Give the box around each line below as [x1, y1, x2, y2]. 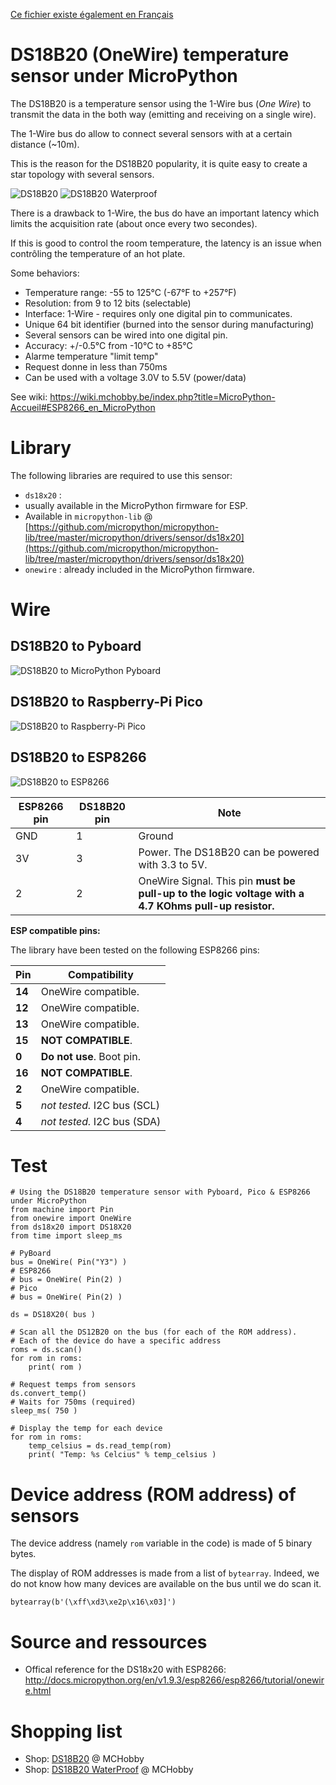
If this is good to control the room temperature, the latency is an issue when [10, 237, 322, 249]
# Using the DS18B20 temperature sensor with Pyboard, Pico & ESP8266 [10, 1187, 311, 1198]
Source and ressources [10, 1630, 208, 1653]
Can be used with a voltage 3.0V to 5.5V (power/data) [24, 371, 247, 383]
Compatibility [67, 967, 134, 981]
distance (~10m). [10, 138, 80, 150]
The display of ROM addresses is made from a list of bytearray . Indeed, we [10, 1567, 320, 1579]
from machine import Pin [10, 1205, 114, 1215]
